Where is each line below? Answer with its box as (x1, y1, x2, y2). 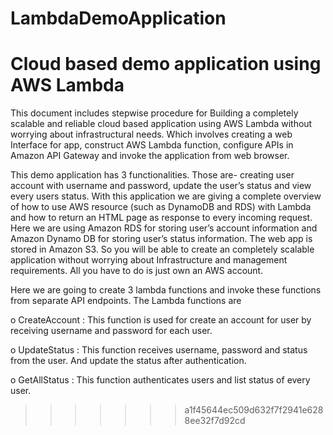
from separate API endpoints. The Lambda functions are (10, 295, 242, 307)
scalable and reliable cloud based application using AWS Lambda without (10, 118, 313, 130)
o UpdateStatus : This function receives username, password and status (10, 344, 308, 356)
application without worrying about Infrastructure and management (10, 254, 288, 266)
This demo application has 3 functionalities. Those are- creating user (10, 169, 295, 181)
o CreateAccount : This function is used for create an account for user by (10, 314, 312, 326)
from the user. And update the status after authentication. (10, 355, 247, 367)
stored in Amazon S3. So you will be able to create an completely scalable (10, 243, 315, 256)
